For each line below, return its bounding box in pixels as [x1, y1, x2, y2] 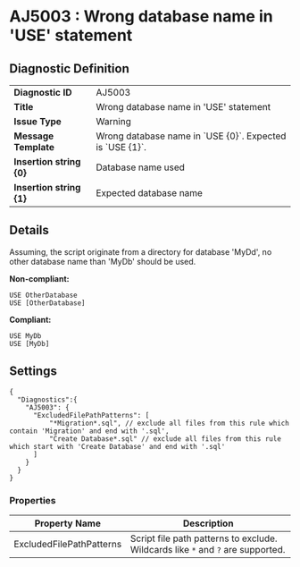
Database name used [96, 161, 186, 173]
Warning [96, 115, 132, 127]
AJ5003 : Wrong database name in [9, 6, 274, 27]
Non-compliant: [9, 273, 70, 283]
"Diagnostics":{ [17, 395, 78, 404]
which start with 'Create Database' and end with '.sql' [9, 442, 226, 451]
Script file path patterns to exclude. [129, 532, 279, 545]
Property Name [34, 517, 101, 529]
